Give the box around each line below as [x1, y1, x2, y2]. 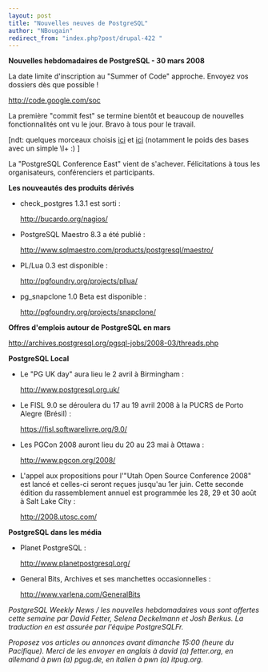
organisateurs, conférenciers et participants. [8, 167, 155, 177]
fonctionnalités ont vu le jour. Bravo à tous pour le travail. [8, 119, 196, 129]
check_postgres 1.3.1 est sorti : [19, 199, 122, 208]
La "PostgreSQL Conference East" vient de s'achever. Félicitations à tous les [8, 159, 261, 169]
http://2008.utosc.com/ [19, 512, 98, 521]
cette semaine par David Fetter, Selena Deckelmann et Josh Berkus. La [8, 614, 244, 623]
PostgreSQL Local [8, 354, 70, 364]
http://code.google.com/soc [8, 95, 102, 105]
